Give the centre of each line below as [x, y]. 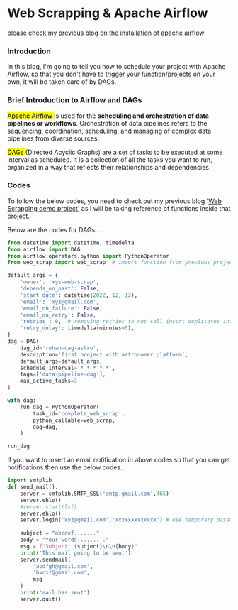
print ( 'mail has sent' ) [55, 593]
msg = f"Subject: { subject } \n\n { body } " [79, 546]
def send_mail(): [33, 487]
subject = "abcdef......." [60, 533]
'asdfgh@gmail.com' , [63, 566]
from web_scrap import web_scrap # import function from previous [109, 263]
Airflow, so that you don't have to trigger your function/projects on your [112, 74]
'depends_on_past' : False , [60, 289]
